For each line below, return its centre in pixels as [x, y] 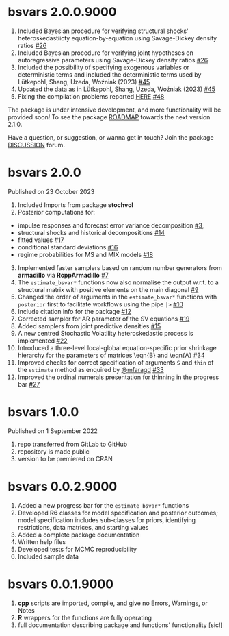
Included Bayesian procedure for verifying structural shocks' [103, 31]
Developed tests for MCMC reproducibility [77, 549]
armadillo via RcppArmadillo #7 [63, 275]
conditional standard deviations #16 [68, 247]
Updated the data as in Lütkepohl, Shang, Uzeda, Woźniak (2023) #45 [117, 89]
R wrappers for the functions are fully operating [85, 617]
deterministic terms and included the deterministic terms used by [109, 74]
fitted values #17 [41, 240]
